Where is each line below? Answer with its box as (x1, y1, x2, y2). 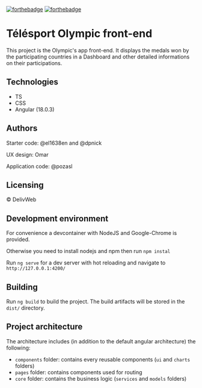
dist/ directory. (6, 304, 45, 311)
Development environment (6, 213, 109, 224)
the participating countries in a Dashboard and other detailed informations (6, 53, 190, 60)
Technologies (6, 77, 59, 87)
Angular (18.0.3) (14, 105, 55, 113)
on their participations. (6, 59, 63, 66)
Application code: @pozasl (6, 163, 73, 170)
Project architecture (6, 322, 83, 332)
